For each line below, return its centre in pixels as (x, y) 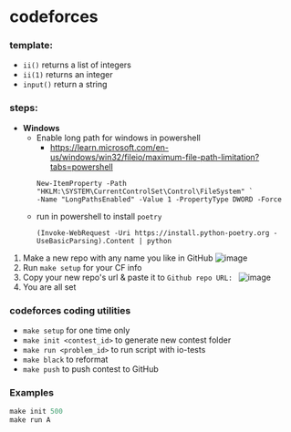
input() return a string (65, 85)
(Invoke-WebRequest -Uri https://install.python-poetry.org (153, 233)
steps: (24, 108)
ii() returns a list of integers (77, 65)
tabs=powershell (82, 167)
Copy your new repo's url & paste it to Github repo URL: (127, 277)
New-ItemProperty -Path (82, 183)
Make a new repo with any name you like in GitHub (118, 258)
